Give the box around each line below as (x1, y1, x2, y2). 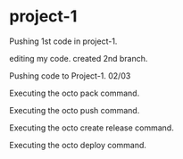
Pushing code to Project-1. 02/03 (9, 70, 131, 81)
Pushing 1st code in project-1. (9, 36, 118, 46)
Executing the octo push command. (9, 105, 140, 115)
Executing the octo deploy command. (9, 139, 147, 150)
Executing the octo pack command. (9, 88, 140, 98)
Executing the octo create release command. (9, 122, 174, 133)
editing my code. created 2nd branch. (9, 53, 148, 63)
